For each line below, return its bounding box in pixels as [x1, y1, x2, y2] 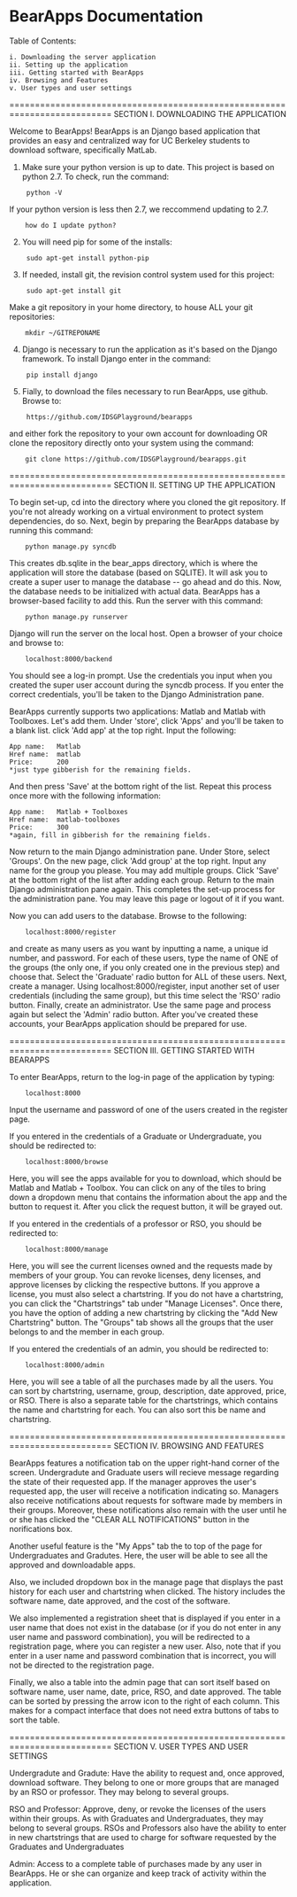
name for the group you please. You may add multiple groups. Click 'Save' [9, 865, 279, 875]
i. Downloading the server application [9, 52, 156, 61]
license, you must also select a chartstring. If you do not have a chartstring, [9, 1288, 284, 1299]
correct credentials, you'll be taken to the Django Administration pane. [9, 688, 265, 699]
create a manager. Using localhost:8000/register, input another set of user [9, 981, 280, 991]
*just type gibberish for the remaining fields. [9, 765, 192, 774]
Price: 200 [9, 758, 69, 766]
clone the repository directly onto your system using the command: [9, 437, 255, 448]
